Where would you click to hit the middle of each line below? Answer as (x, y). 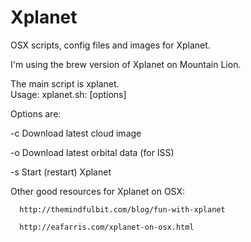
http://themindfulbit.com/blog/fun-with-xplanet (122, 209)
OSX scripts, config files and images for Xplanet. (110, 45)
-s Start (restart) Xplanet (61, 172)
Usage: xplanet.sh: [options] (68, 94)
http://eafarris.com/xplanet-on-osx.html (107, 227)
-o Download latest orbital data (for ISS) (92, 152)
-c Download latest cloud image (76, 133)
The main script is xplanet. (65, 83)
